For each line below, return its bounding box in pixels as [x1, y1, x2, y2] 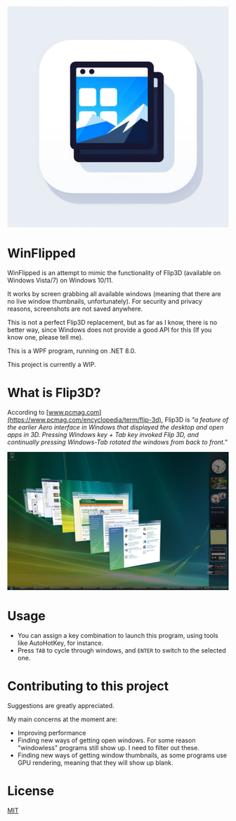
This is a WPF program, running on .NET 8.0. [7, 347, 136, 355]
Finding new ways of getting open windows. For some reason [17, 736, 196, 745]
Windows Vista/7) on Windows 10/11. [7, 276, 114, 284]
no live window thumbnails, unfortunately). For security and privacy [7, 297, 202, 305]
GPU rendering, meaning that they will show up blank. [17, 758, 173, 767]
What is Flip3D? [7, 385, 101, 401]
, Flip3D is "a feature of [161, 415, 229, 424]
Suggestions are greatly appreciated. [7, 701, 114, 709]
